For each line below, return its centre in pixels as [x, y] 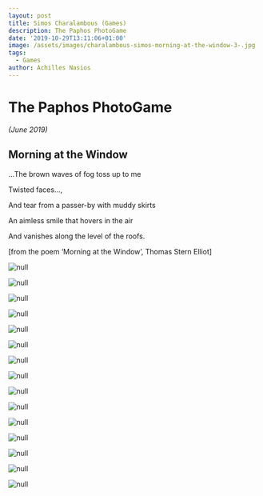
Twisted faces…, [36, 190]
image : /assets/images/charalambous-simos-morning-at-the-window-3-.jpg [132, 46]
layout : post [30, 16]
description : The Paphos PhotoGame [68, 30]
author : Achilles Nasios [50, 68]
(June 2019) [28, 130]
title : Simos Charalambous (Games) [68, 23]
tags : [17, 53]
